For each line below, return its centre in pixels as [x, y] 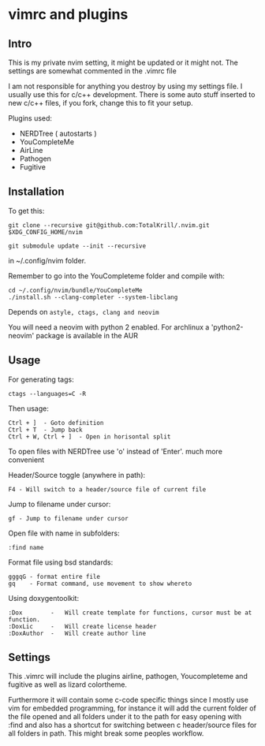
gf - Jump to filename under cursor [68, 518]
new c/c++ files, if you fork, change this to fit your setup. [101, 103]
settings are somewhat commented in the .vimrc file [93, 71]
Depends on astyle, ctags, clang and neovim [84, 311]
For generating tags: [41, 379]
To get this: [26, 211]
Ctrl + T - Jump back [45, 430]
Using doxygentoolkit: [44, 598]
